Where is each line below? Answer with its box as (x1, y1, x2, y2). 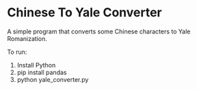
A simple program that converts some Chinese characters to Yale (7, 27, 191, 35)
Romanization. (7, 34, 48, 42)
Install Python (16, 61, 56, 69)
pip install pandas (16, 68, 67, 76)
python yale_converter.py (16, 75, 89, 83)
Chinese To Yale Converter (7, 5, 162, 20)
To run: (7, 48, 27, 56)
